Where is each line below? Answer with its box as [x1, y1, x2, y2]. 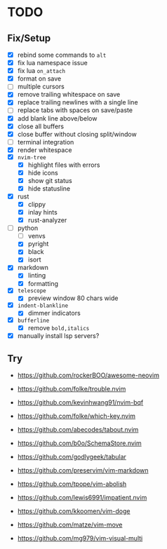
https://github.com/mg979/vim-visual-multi [17, 534, 143, 543]
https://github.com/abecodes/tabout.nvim [17, 426, 139, 434]
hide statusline [27, 184, 71, 193]
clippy [27, 200, 46, 208]
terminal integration [17, 137, 74, 146]
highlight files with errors [27, 161, 100, 169]
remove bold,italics [27, 324, 90, 332]
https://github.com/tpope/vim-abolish [17, 480, 127, 488]
